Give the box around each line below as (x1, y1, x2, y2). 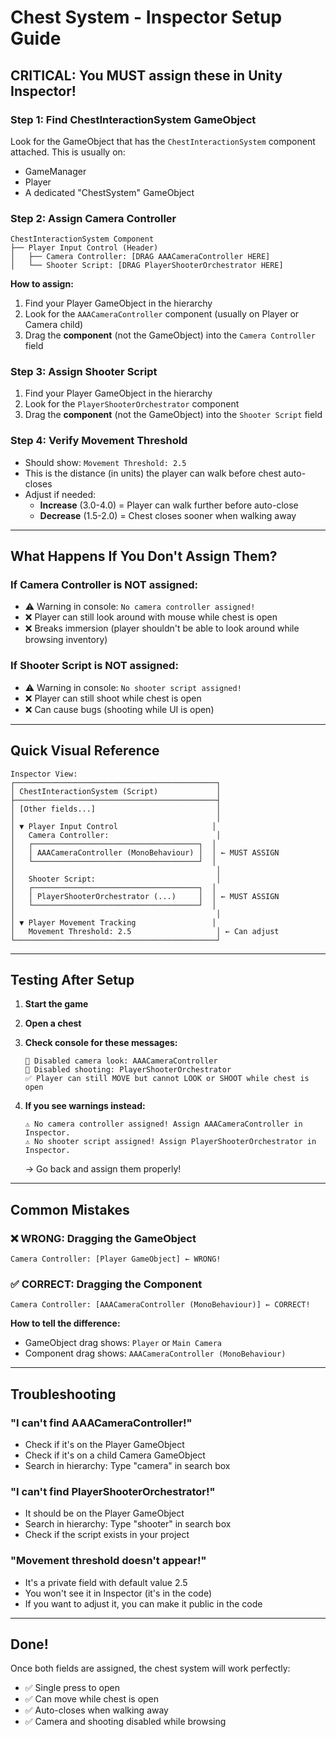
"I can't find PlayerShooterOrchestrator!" (10, 1484, 216, 1498)
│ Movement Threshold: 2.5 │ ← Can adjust (10, 926, 280, 936)
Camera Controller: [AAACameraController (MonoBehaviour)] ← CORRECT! (10, 1300, 311, 1310)
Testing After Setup (10, 971, 135, 988)
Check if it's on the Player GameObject (24, 1439, 185, 1451)
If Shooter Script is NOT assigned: (10, 659, 179, 673)
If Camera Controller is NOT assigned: (10, 578, 198, 592)
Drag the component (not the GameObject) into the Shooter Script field (24, 409, 323, 421)
